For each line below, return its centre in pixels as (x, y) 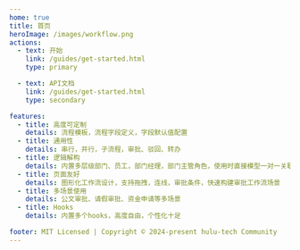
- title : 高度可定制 (52, 125)
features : (28, 116)
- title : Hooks (46, 208)
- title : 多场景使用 (52, 191)
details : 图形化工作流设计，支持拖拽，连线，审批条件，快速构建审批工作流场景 (153, 183)
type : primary (51, 68)
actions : (25, 42)
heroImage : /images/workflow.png (71, 34)
